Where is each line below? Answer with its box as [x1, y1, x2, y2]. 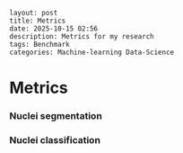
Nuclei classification [9, 134, 101, 147]
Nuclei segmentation [9, 110, 103, 122]
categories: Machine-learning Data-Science [9, 48, 175, 57]
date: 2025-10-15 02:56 [9, 24, 99, 33]
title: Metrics [9, 16, 66, 25]
